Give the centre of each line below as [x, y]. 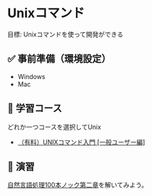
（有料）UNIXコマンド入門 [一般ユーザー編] [81, 142]
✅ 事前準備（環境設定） [59, 59]
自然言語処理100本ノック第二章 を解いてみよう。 [77, 185]
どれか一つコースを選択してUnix [54, 127]
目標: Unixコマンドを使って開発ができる [65, 34]
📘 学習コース [35, 109]
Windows [31, 76]
